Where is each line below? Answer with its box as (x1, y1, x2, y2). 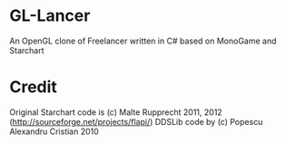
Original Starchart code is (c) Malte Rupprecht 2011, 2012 (9, 106, 222, 118)
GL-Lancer (9, 5, 91, 26)
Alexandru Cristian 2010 (9, 126, 100, 137)
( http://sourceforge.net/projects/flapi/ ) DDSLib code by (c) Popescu (9, 116, 263, 127)
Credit (9, 77, 57, 98)
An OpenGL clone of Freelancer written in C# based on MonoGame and (9, 35, 277, 46)
